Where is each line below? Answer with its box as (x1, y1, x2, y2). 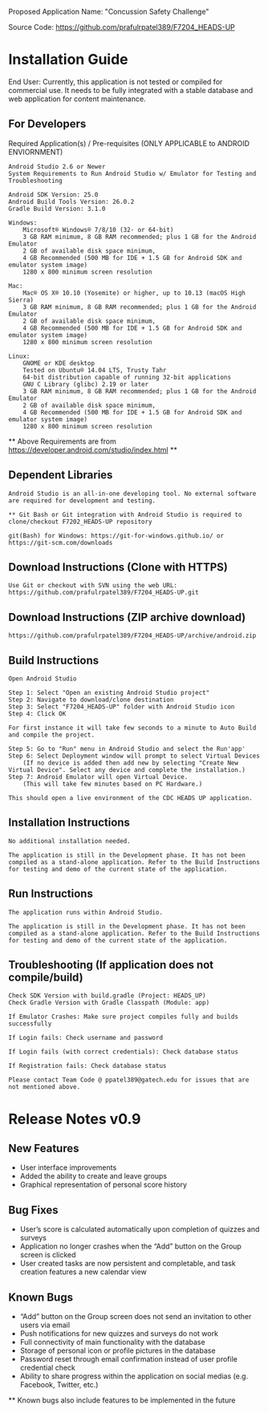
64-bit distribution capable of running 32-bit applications (22, 373, 231, 381)
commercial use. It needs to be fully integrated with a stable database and (8, 85, 254, 95)
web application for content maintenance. (8, 94, 146, 104)
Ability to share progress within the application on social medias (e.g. (19, 1371, 249, 1381)
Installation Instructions (8, 816, 131, 830)
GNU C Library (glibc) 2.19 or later (22, 380, 149, 388)
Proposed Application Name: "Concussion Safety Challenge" (8, 7, 209, 16)
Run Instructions (8, 887, 94, 901)
